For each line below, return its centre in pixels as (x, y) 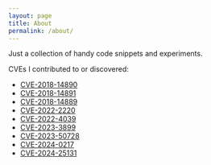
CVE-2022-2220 (48, 110)
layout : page (30, 16)
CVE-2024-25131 (48, 153)
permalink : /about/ (41, 31)
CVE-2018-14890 (49, 85)
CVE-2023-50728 (50, 136)
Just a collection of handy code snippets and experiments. (105, 54)
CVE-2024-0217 (47, 145)
